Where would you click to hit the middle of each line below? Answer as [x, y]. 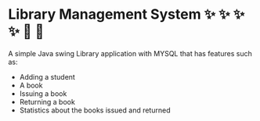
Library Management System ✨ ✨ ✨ [126, 14]
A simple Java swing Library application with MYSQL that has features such [130, 53]
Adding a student [47, 77]
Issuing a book [43, 93]
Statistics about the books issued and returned [95, 110]
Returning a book [47, 101]
